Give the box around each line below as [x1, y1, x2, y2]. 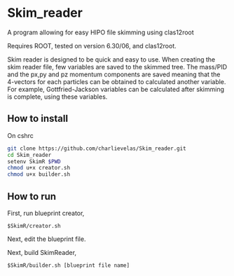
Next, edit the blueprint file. [7, 235, 86, 243]
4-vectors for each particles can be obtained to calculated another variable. [7, 77, 226, 85]
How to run [7, 191, 57, 202]
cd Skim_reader [7, 151, 52, 158]
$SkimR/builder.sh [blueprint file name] [7, 261, 130, 269]
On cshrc [7, 131, 34, 139]
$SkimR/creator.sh [7, 222, 61, 229]
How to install [7, 113, 69, 125]
